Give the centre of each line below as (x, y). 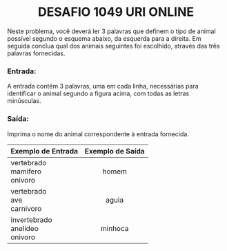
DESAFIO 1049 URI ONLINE (116, 12)
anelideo (25, 228)
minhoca (115, 228)
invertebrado (31, 220)
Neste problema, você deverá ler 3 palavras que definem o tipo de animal (111, 31)
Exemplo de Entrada (44, 151)
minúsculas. (24, 101)
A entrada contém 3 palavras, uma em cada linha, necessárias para (103, 86)
